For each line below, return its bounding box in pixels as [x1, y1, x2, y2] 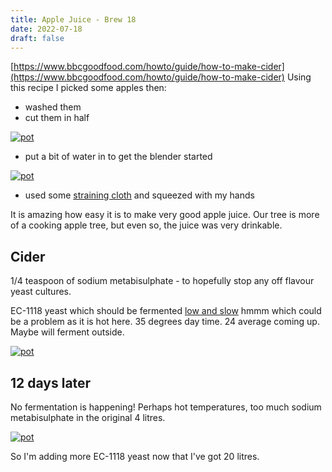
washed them [24, 101, 82, 113]
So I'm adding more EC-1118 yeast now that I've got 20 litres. [10, 451, 260, 462]
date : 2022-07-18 [10, 24, 83, 34]
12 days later [10, 374, 92, 391]
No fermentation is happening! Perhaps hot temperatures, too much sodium [10, 401, 322, 413]
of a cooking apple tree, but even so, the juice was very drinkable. [10, 219, 283, 231]
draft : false [10, 33, 65, 43]
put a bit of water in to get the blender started [24, 151, 213, 163]
